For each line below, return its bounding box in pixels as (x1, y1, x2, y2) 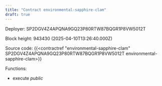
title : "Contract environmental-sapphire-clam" (5, 7, 107, 12)
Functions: (5, 65, 27, 71)
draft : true (5, 12, 30, 17)
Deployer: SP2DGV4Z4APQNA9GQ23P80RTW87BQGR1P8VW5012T (5, 25, 146, 31)
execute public (12, 75, 44, 81)
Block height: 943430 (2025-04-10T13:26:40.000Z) (5, 35, 113, 41)
